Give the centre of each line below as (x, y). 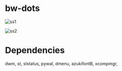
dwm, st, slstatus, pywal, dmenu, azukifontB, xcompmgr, (61, 63)
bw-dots (23, 8)
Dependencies (35, 50)
